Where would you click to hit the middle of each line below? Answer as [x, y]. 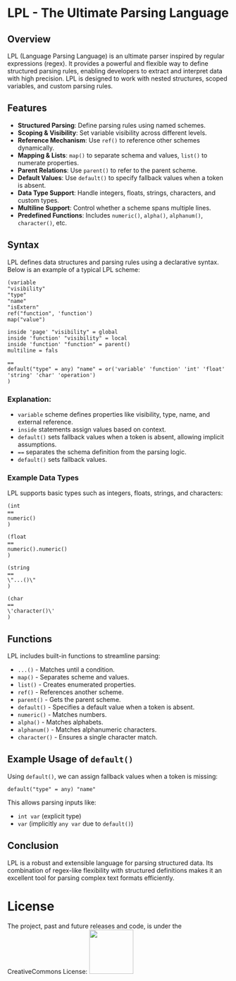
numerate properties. [48, 162]
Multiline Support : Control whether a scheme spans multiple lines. [114, 208]
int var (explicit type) [49, 816]
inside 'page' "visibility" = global [63, 332]
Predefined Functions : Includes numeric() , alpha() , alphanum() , [110, 215]
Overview [29, 39]
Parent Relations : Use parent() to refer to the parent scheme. [107, 170]
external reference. [45, 422]
